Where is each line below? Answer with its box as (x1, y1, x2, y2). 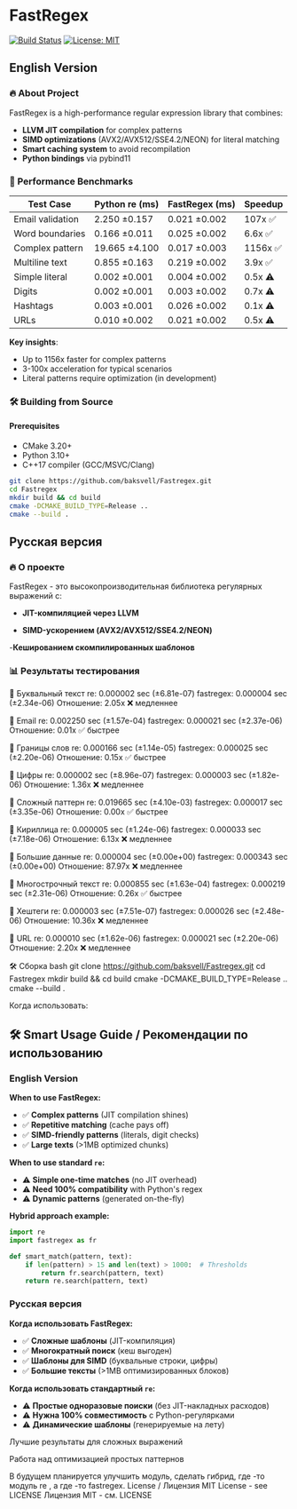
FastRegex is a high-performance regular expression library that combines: (9, 107, 284, 118)
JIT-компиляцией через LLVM (21, 608, 139, 618)
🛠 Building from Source (9, 395, 113, 408)
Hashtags (13, 299, 54, 312)
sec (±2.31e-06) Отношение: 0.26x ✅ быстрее (9, 888, 183, 899)
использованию (9, 1045, 104, 1060)
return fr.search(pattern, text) (41, 1268, 165, 1277)
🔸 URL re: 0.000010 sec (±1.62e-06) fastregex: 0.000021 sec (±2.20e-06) (9, 933, 279, 944)
